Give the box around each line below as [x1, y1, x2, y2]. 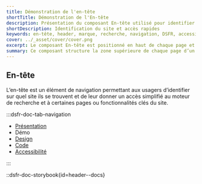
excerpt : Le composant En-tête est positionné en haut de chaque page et [6, 43, 195, 49]
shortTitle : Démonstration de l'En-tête [6, 14, 109, 20]
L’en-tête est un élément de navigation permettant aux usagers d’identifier [6, 86, 191, 93]
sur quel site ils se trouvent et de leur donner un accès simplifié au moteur [6, 93, 191, 100]
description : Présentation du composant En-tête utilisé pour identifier [6, 20, 195, 26]
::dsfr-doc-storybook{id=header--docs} [6, 171, 105, 178]
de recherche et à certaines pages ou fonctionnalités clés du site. [6, 99, 168, 106]
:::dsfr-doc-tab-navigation [6, 111, 71, 118]
